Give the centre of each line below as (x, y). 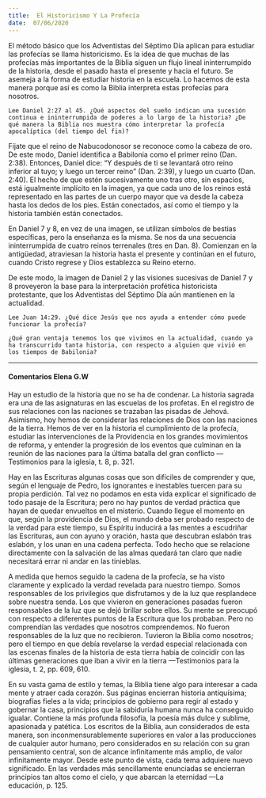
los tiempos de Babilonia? (53, 352)
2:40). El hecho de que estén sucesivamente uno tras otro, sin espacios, (126, 180)
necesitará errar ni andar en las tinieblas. (75, 561)
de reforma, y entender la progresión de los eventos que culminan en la (125, 445)
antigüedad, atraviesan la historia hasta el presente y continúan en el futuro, (132, 253)
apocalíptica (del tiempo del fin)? (68, 131)
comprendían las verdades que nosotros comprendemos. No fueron (119, 627)
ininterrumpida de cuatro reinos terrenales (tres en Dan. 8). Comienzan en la (133, 245)
